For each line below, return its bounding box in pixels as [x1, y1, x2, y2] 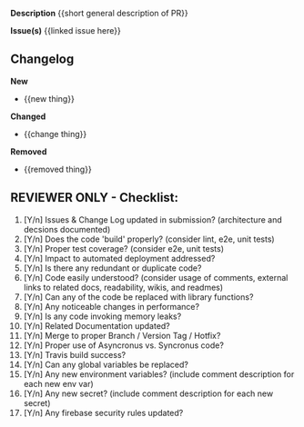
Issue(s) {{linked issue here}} [10, 25, 122, 35]
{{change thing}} [23, 128, 87, 139]
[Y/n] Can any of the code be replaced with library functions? [23, 291, 254, 303]
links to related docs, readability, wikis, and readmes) [23, 282, 224, 293]
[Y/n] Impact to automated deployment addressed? [23, 253, 216, 263]
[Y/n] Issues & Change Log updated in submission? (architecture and [23, 213, 282, 225]
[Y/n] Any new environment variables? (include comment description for [23, 368, 295, 380]
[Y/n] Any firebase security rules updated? [23, 407, 184, 418]
